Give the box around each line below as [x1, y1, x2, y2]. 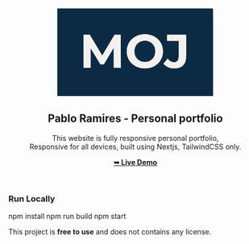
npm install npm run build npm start [8, 212, 127, 221]
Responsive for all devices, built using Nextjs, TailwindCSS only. [29, 142, 242, 151]
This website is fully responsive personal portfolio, [52, 133, 219, 143]
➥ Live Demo [113, 157, 158, 167]
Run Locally [8, 192, 56, 204]
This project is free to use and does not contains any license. [8, 227, 212, 237]
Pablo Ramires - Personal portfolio [48, 112, 223, 126]
